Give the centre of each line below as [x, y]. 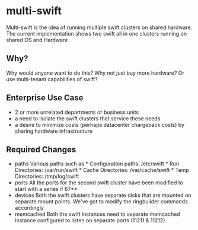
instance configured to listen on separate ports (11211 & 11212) [90, 221]
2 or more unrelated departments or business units [77, 112]
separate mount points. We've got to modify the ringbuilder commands [101, 202]
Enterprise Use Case [45, 98]
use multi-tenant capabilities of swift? [52, 79]
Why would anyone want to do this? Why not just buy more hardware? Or [95, 73]
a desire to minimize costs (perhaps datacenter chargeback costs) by [100, 124]
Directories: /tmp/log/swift [47, 177]
